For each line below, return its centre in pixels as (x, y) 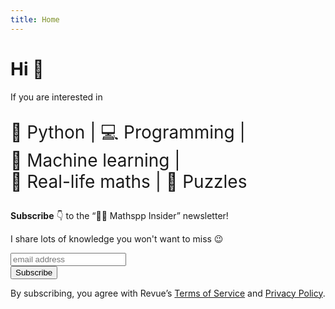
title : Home (35, 19)
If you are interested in (56, 97)
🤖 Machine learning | (95, 160)
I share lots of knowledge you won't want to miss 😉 (117, 238)
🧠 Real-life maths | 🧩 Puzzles (129, 181)
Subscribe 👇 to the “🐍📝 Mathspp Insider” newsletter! (119, 215)
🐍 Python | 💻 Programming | (128, 132)
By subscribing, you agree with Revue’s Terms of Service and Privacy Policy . (168, 293)
